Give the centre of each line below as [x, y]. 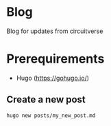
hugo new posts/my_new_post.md [51, 115]
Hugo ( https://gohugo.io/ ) [53, 78]
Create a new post [46, 99]
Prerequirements [56, 59]
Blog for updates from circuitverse [55, 31]
